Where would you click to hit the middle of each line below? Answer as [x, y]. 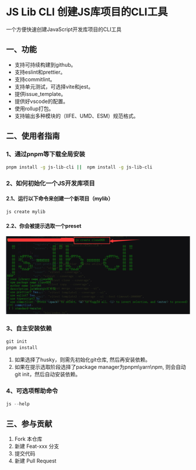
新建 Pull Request [35, 461]
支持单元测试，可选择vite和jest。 [54, 87]
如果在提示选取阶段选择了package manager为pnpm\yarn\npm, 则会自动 [100, 367]
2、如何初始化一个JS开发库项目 [50, 184]
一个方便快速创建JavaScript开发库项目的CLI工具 [64, 29]
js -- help [18, 404]
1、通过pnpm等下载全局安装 [46, 154]
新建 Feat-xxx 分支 [37, 446]
